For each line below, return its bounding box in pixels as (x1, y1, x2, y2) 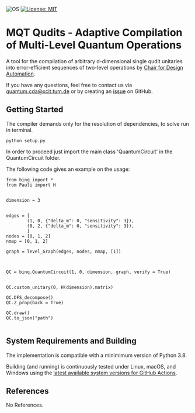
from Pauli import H (6, 182, 57, 188)
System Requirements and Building (6, 336, 137, 346)
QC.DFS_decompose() (6, 294, 54, 301)
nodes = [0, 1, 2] (6, 233, 51, 239)
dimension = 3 (6, 197, 41, 203)
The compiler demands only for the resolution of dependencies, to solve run (6, 120, 190, 127)
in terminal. (6, 126, 33, 133)
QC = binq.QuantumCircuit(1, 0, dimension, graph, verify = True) (6, 269, 171, 275)
